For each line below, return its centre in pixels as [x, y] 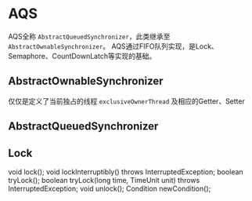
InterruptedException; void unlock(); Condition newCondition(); [110, 188]
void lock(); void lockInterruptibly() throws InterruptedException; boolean [126, 172]
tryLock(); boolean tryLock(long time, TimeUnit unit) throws [104, 180]
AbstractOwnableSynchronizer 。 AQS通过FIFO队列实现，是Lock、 [113, 46]
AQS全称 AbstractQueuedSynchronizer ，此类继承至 [89, 36]
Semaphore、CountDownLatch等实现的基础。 [82, 56]
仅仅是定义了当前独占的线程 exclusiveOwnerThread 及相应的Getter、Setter [126, 101]
